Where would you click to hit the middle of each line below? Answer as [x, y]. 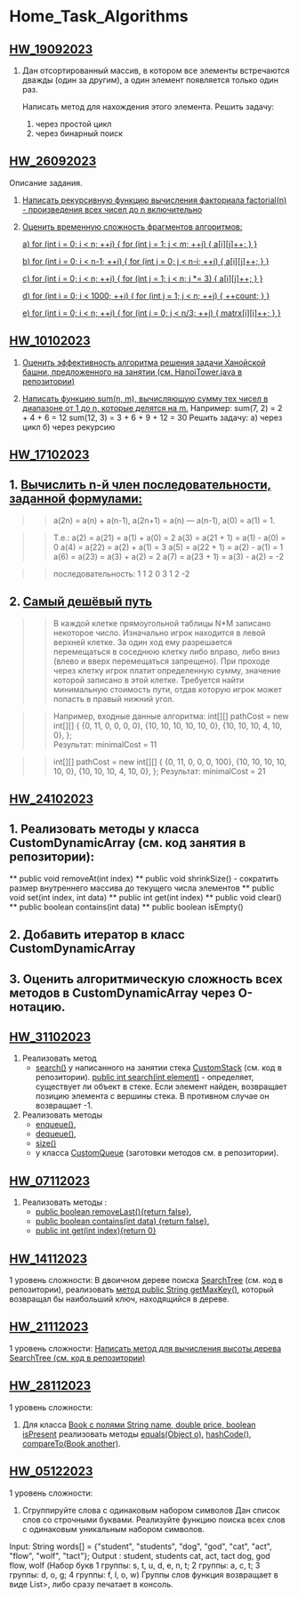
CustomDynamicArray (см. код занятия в [128, 843]
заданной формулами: [76, 499]
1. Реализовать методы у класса [105, 829]
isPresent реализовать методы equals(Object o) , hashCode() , [137, 1433]
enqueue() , [56, 1125]
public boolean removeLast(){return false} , [113, 1212]
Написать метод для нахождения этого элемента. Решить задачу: [148, 107]
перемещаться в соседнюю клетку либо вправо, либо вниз [166, 651]
